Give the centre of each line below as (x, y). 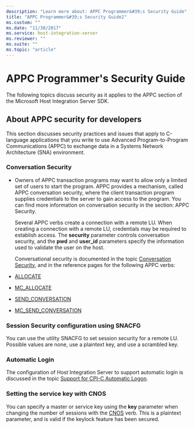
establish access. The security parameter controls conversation (92, 235)
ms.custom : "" (23, 22)
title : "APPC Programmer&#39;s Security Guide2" (66, 17)
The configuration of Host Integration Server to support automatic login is (95, 372)
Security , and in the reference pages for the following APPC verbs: (95, 265)
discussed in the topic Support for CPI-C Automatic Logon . (77, 379)
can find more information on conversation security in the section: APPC (102, 205)
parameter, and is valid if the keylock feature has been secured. (83, 419)
